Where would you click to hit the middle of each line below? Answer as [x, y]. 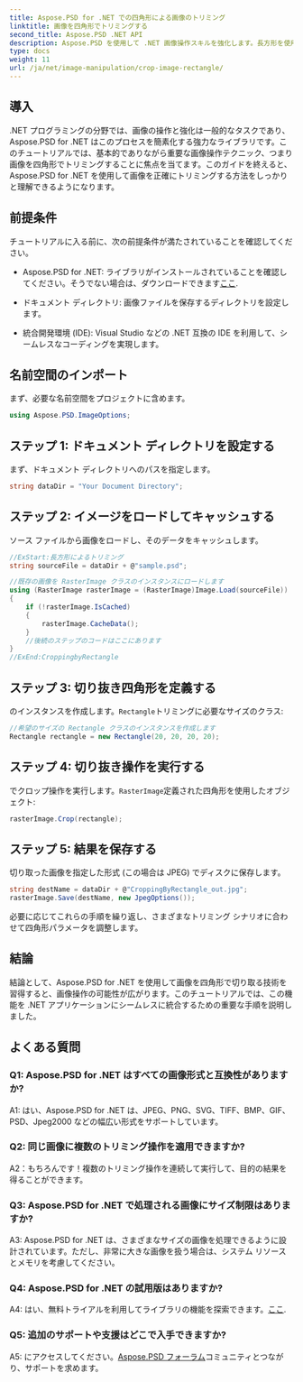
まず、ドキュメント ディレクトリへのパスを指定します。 [112, 469]
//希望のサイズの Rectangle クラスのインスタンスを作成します [113, 728]
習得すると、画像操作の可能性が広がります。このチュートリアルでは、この [147, 993]
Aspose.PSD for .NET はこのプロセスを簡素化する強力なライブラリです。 [144, 142]
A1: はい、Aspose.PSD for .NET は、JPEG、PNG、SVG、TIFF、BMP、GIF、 [150, 1110]
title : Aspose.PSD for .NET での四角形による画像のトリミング [118, 18]
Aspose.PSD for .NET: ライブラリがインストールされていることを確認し [155, 272]
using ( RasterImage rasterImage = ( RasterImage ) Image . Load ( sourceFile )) [149, 590]
